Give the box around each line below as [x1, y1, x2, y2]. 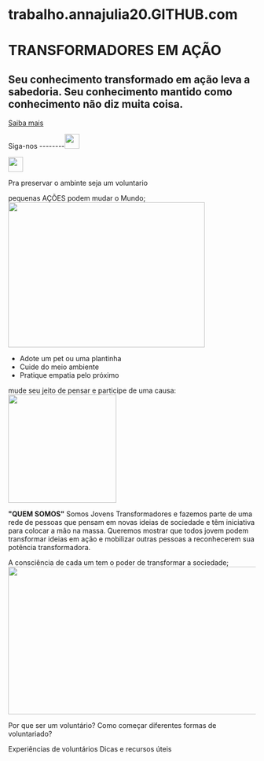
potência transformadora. [8, 543, 91, 552]
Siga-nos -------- [8, 142, 65, 151]
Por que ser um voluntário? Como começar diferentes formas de [8, 721, 217, 730]
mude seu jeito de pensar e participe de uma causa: [8, 386, 177, 395]
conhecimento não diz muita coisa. [8, 97, 183, 111]
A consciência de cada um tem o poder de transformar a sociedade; [8, 558, 229, 567]
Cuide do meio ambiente [19, 362, 100, 371]
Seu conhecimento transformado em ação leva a [8, 72, 251, 86]
